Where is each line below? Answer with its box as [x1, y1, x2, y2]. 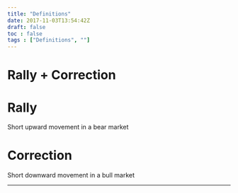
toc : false [7, 30, 42, 37]
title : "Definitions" [7, 10, 72, 18]
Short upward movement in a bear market [7, 123, 129, 131]
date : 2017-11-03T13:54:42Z [7, 17, 91, 24]
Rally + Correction [7, 67, 116, 83]
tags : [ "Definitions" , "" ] [7, 37, 91, 44]
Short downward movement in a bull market [7, 171, 135, 180]
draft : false [7, 23, 46, 30]
